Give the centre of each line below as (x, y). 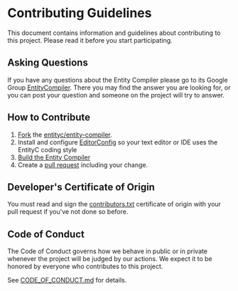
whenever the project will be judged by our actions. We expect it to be (110, 259)
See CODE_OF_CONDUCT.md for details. (67, 280)
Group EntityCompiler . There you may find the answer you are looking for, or (119, 88)
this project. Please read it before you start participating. (90, 40)
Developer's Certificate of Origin (81, 187)
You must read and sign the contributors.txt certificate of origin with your (114, 204)
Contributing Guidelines (80, 13)
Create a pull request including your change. (83, 164)
